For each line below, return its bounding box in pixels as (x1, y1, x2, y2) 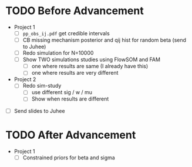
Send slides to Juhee (14, 107, 65, 114)
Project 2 (14, 76, 36, 83)
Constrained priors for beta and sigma (22, 154, 115, 161)
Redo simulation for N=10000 (22, 49, 94, 56)
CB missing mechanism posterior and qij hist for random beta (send (22, 36, 186, 44)
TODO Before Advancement (5, 4, 144, 18)
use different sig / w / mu (31, 89, 92, 96)
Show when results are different (31, 95, 109, 102)
